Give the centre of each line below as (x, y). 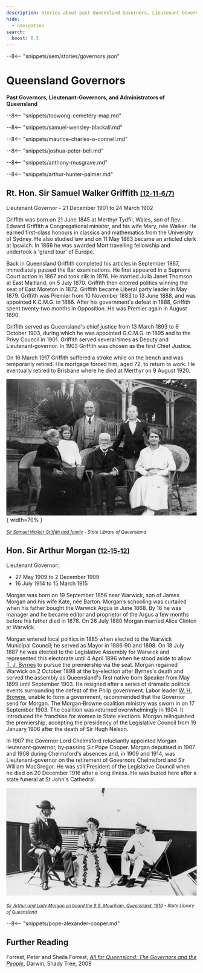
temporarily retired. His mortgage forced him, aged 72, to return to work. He (101, 364)
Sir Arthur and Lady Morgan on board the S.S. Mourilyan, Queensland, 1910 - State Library (100, 906)
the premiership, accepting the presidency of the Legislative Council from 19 (101, 722)
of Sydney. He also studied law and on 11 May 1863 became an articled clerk (101, 238)
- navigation (28, 25)
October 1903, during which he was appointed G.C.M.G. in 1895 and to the (98, 333)
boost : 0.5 (25, 38)
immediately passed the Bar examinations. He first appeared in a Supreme (99, 270)
